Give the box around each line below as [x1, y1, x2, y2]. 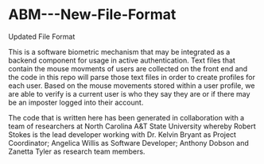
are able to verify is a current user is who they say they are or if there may [8, 89, 250, 98]
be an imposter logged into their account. [8, 97, 144, 107]
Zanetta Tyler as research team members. [8, 147, 146, 156]
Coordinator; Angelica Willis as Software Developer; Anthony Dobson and [8, 138, 249, 147]
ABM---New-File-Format [8, 6, 177, 24]
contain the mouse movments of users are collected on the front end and [8, 63, 248, 73]
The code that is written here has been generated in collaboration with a [8, 113, 245, 122]
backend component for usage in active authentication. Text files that [8, 55, 236, 65]
